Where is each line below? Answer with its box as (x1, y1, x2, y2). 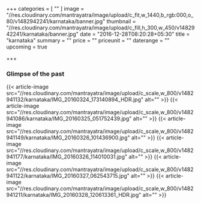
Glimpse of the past (6, 69, 65, 78)
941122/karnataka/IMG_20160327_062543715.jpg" (6, 172, 130, 179)
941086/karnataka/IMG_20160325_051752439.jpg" (6, 115, 132, 122)
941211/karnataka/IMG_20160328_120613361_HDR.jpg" (6, 191, 142, 199)
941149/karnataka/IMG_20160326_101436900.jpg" (6, 134, 130, 141)
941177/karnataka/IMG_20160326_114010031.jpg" (6, 153, 128, 160)
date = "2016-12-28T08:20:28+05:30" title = (80, 31, 190, 38)
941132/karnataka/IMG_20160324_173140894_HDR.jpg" (6, 96, 144, 103)
